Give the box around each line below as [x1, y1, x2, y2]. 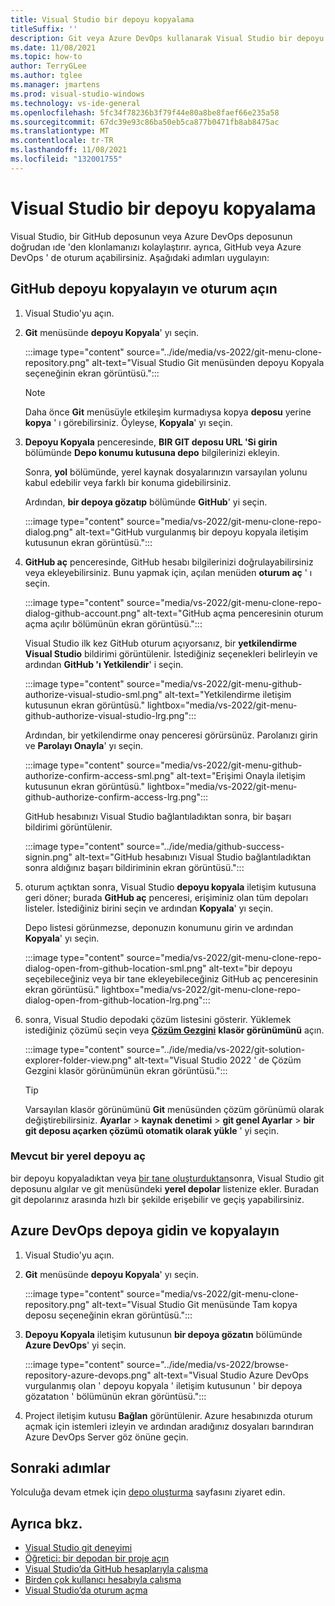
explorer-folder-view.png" [24, 1054, 133, 1066]
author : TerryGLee [10, 61, 87, 71]
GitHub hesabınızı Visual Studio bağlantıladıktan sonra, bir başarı [24, 810, 292, 822]
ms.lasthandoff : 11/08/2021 [10, 145, 128, 155]
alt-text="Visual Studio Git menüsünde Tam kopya [91, 1298, 298, 1310]
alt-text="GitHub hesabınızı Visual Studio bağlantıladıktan [74, 851, 312, 863]
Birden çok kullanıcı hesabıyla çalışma [24, 1574, 182, 1586]
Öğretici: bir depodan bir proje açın [24, 1552, 170, 1565]
